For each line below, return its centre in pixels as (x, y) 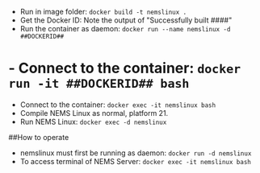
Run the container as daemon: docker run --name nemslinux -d (125, 29)
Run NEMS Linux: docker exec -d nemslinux (93, 122)
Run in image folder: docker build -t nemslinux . (103, 12)
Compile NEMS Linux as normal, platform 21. (94, 113)
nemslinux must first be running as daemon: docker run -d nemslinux (136, 153)
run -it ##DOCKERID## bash (99, 84)
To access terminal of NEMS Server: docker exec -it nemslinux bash (136, 161)
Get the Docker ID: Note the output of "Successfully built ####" (126, 20)
